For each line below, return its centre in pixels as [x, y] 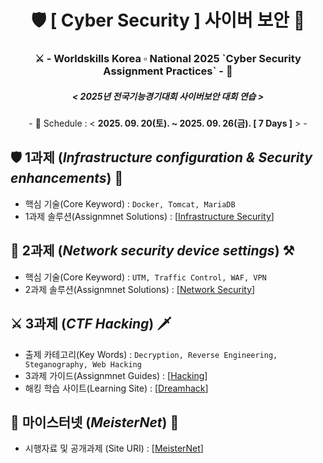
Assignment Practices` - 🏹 [168, 71]
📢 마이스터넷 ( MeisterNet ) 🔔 [95, 422]
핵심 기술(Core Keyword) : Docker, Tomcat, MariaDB [130, 203]
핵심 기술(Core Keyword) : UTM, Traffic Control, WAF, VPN [145, 277]
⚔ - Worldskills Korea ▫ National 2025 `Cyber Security [168, 59]
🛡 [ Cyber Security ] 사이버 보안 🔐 [168, 20]
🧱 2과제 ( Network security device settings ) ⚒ [152, 251]
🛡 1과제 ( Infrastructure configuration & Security [161, 157]
